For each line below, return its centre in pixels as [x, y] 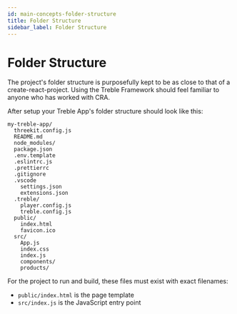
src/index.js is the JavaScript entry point [79, 303]
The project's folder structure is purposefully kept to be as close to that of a [119, 82]
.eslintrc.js [33, 162]
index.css [35, 249]
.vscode [25, 181]
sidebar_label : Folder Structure [57, 27]
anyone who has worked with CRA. [59, 98]
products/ [35, 268]
